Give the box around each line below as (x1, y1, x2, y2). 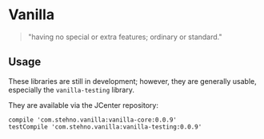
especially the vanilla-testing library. (8, 85, 134, 94)
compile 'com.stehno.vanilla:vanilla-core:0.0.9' (8, 116, 178, 124)
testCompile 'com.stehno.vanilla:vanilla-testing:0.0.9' (8, 122, 202, 131)
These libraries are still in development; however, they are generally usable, (8, 76, 258, 85)
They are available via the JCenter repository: (8, 100, 158, 109)
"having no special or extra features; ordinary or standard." (27, 32, 222, 42)
